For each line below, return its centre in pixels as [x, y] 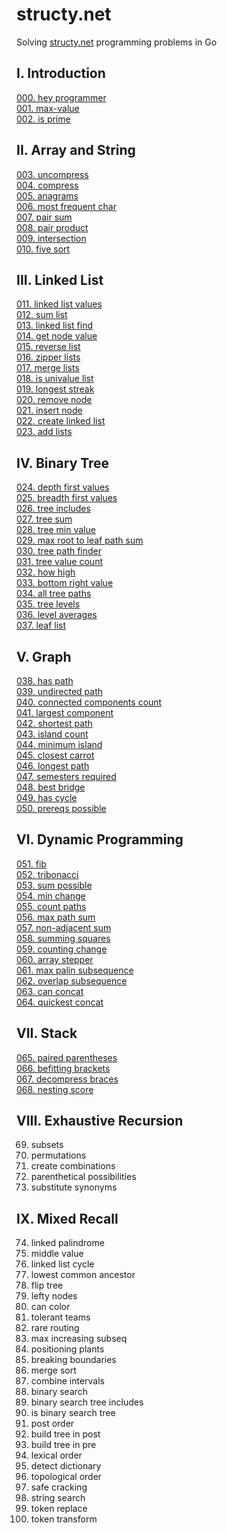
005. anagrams [47, 195]
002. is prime [43, 119]
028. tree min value [56, 530]
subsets [47, 1145]
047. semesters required [66, 776]
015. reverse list [48, 347]
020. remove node [54, 400]
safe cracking [59, 1487]
